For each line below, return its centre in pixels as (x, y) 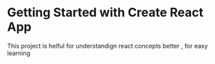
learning (19, 53)
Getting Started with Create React (105, 13)
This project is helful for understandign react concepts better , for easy (107, 46)
